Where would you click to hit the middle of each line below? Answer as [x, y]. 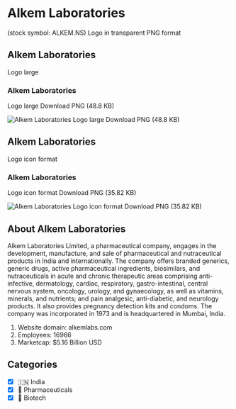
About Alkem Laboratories [67, 229]
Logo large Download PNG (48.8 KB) [61, 106]
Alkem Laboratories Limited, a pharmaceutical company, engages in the [112, 245]
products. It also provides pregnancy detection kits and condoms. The [110, 306]
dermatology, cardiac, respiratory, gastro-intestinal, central [122, 283]
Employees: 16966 [45, 335]
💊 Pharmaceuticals [45, 390]
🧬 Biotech [32, 398]
